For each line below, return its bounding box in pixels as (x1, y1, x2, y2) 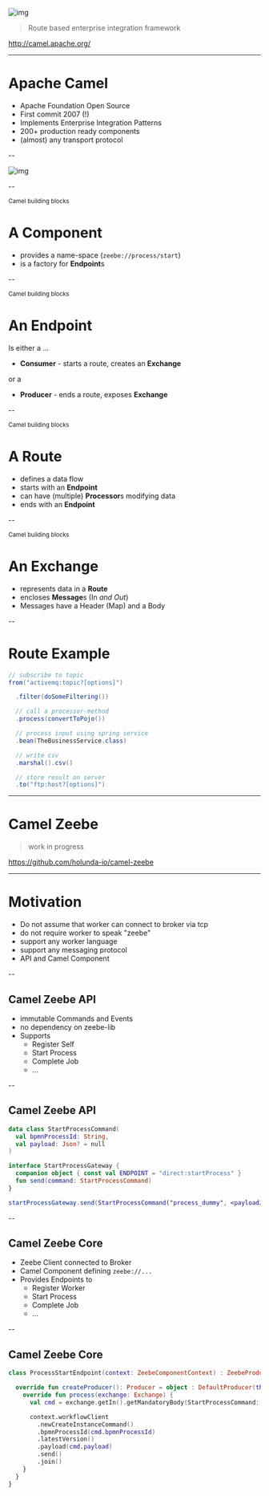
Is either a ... (8, 343, 50, 352)
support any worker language (19, 937, 118, 946)
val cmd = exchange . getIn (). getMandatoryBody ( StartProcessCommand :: (29, 1398, 263, 1406)
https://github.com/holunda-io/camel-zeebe (8, 857, 155, 867)
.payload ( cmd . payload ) (37, 1443, 113, 1451)
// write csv (15, 751, 59, 759)
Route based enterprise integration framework (27, 23, 181, 32)
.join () (37, 1457, 62, 1466)
